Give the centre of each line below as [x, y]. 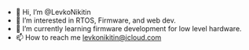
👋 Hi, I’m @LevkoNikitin [53, 12]
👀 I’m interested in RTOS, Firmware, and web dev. [96, 20]
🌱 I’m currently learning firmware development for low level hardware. [128, 29]
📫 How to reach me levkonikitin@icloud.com [88, 37]
